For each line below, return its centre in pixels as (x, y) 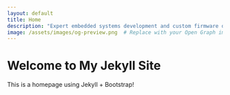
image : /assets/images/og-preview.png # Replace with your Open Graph (111, 32)
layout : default (30, 13)
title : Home (24, 20)
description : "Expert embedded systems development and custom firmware (113, 26)
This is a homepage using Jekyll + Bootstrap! (71, 85)
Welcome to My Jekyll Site (84, 66)
